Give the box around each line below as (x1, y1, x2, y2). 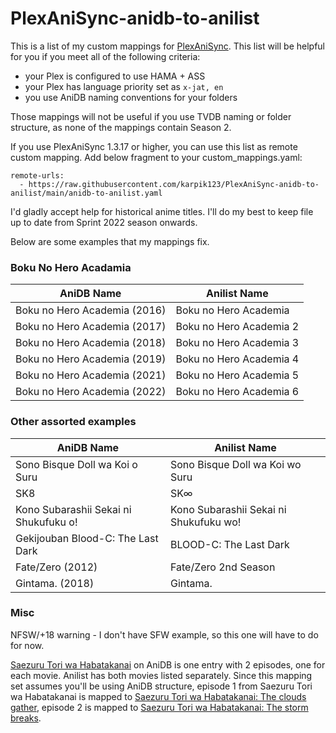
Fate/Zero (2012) (15, 560, 98, 574)
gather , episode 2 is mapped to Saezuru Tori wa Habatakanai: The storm (10, 701, 309, 713)
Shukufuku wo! (169, 515, 242, 529)
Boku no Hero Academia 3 (175, 336, 300, 350)
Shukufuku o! (15, 515, 78, 529)
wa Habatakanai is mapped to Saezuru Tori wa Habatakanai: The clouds (10, 690, 307, 702)
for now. (10, 639, 45, 651)
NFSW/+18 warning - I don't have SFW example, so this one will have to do (10, 628, 319, 641)
